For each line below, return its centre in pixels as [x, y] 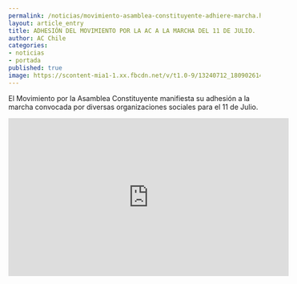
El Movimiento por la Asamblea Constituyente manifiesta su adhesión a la [129, 98]
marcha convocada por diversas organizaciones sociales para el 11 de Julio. [133, 107]
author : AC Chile [37, 38]
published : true [35, 68]
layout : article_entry [46, 23]
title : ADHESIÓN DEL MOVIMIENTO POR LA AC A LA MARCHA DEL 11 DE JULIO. [132, 30]
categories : [28, 46]
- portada [25, 61]
